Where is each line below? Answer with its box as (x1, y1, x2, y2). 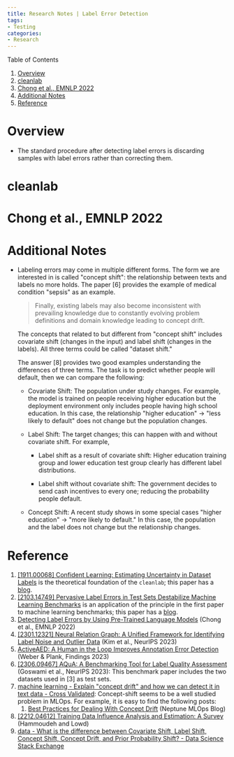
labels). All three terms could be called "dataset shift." (17, 345, 173, 354)
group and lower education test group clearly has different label (38, 459, 222, 467)
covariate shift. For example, (27, 438, 110, 446)
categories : (7, 29, 42, 37)
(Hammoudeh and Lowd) (17, 719, 89, 728)
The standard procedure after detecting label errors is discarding (17, 146, 205, 155)
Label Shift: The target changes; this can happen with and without (27, 430, 218, 438)
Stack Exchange (17, 742, 64, 750)
